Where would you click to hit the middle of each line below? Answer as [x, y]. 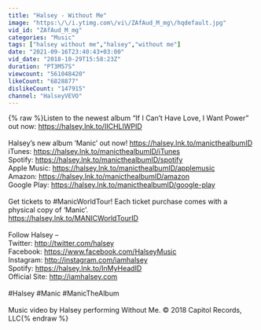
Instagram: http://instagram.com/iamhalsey [78, 260]
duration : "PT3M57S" [42, 67]
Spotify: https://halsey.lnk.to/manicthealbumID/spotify [96, 160]
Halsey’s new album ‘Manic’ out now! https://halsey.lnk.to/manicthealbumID [130, 143]
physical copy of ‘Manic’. [48, 210]
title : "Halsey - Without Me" [58, 15]
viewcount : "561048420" [47, 74]
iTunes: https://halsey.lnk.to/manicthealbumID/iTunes [94, 152]
